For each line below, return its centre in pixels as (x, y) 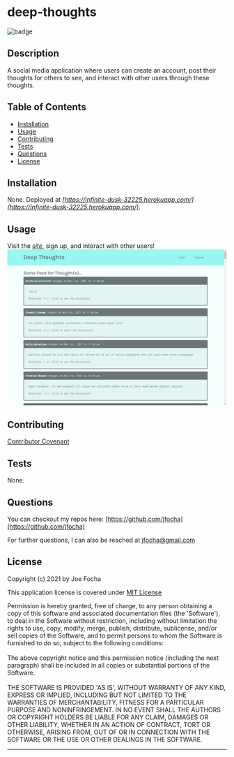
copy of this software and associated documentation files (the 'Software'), (114, 613)
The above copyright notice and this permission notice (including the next (113, 658)
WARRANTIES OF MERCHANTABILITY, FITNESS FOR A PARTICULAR (106, 702)
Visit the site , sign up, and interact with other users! (81, 246)
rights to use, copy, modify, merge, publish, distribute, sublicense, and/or (112, 628)
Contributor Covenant (38, 441)
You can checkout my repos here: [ (57, 519)
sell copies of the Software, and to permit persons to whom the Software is (115, 635)
